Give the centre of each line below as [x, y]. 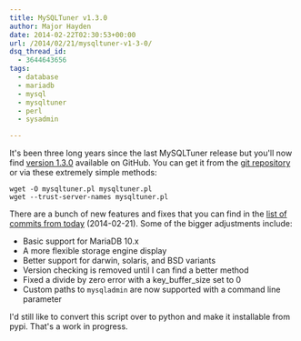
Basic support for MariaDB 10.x [80, 241]
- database [38, 77]
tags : [20, 69]
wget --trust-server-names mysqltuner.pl [89, 197]
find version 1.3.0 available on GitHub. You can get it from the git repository [150, 163]
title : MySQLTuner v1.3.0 [58, 18]
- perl [30, 111]
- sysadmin [38, 119]
